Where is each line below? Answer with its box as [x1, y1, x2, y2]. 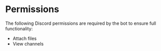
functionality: [5, 25, 33, 31]
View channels [12, 40, 44, 46]
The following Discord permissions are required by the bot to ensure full [5, 20, 156, 26]
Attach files [12, 35, 37, 41]
